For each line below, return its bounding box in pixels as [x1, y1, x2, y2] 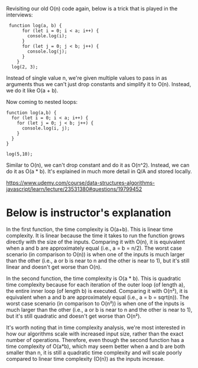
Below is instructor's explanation [6, 206, 171, 220]
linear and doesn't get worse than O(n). [6, 263, 102, 271]
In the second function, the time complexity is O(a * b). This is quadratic [6, 275, 181, 282]
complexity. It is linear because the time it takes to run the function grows [6, 232, 185, 239]
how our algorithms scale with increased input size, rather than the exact [6, 330, 184, 337]
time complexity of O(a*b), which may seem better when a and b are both [6, 343, 186, 350]
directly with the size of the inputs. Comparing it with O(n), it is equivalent [6, 238, 185, 245]
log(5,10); [6, 151, 33, 157]
